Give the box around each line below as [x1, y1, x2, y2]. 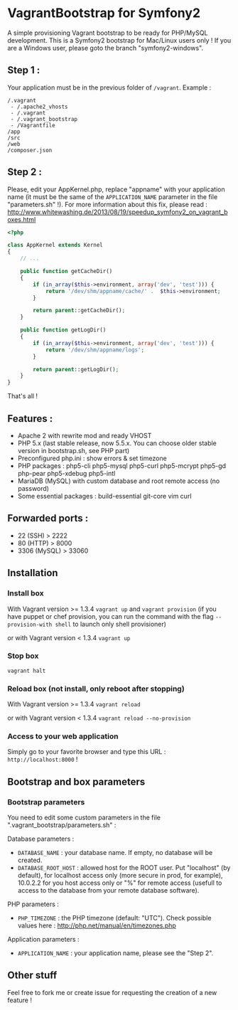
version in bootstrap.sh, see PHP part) [17, 447, 130, 455]
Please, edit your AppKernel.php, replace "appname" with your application [7, 185, 225, 193]
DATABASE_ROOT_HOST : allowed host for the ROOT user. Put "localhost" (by [17, 863, 231, 872]
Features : [7, 413, 53, 425]
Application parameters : [7, 935, 80, 944]
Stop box [7, 651, 39, 661]
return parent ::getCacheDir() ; [33, 307, 126, 314]
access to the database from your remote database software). [17, 886, 200, 895]
